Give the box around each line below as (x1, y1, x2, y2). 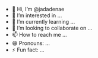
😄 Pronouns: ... (11, 40, 50, 47)
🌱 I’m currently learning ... (11, 18, 75, 25)
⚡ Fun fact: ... (11, 46, 45, 53)
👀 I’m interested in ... (11, 12, 62, 19)
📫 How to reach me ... (11, 31, 67, 38)
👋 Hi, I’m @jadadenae (11, 6, 65, 12)
